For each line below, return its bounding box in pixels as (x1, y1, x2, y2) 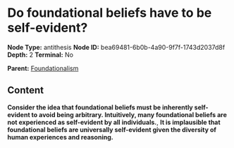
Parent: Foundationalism (7, 64, 79, 72)
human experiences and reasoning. (7, 133, 114, 141)
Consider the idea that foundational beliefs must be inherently (7, 103, 194, 112)
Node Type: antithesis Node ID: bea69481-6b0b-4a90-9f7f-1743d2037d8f (7, 43, 226, 51)
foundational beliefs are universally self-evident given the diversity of (7, 125, 217, 134)
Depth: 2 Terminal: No (7, 51, 74, 59)
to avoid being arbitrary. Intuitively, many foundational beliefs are (31, 110, 227, 119)
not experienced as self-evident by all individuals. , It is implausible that (7, 118, 221, 126)
